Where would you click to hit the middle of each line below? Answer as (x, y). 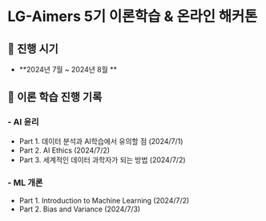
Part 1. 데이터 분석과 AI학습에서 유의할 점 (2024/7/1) (101, 141)
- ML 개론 (25, 182)
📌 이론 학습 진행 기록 (55, 97)
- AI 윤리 (23, 122)
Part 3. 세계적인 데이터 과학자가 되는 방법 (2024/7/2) (102, 160)
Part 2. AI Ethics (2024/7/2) (64, 150)
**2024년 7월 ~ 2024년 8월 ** (68, 70)
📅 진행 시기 (33, 49)
